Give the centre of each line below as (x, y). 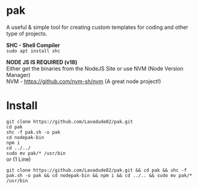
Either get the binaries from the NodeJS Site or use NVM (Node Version (95, 68)
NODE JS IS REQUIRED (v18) (42, 62)
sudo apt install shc (33, 51)
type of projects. (27, 33)
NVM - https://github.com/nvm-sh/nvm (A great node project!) (84, 81)
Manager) (18, 75)
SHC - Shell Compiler (33, 45)
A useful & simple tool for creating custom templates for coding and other (97, 27)
